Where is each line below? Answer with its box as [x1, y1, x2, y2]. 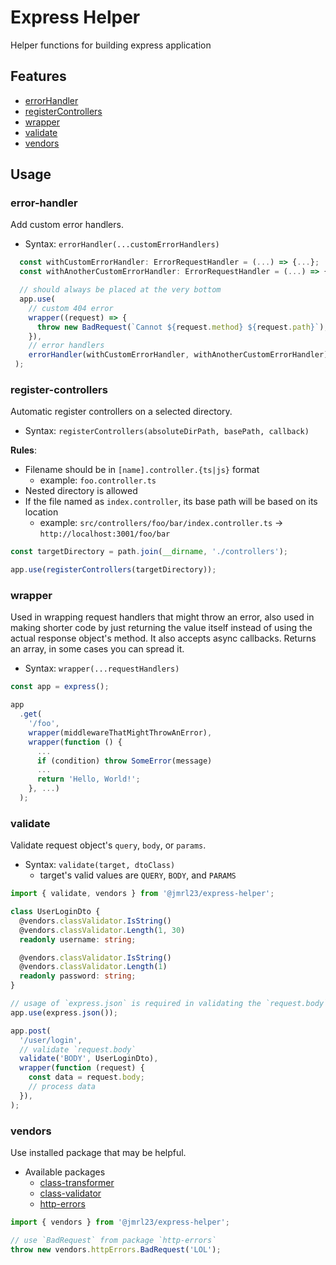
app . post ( [10, 1026, 52, 1036]
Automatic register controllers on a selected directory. [10, 406, 233, 418]
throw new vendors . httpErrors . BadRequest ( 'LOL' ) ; [10, 1244, 222, 1255]
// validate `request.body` [19, 1044, 137, 1055]
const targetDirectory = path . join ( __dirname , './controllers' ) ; [10, 547, 288, 557]
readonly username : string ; [19, 934, 137, 945]
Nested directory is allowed [24, 485, 138, 497]
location [24, 506, 59, 518]
